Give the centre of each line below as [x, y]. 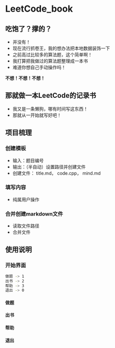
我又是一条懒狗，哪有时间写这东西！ [50, 109]
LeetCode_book [39, 9]
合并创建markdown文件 [34, 214]
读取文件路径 [26, 226]
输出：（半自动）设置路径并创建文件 [49, 167]
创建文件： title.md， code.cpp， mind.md [56, 173]
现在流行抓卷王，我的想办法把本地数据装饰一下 [61, 48]
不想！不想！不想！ [25, 78]
